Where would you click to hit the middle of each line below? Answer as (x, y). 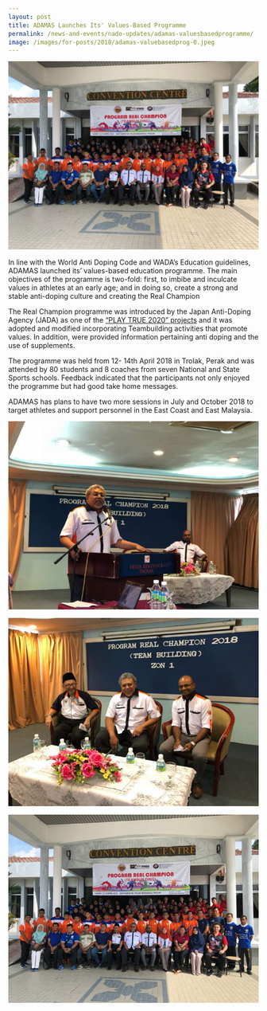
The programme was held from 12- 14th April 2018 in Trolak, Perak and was (132, 361)
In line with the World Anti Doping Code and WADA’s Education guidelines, (130, 262)
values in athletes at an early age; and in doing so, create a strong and (123, 288)
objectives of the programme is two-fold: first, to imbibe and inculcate (123, 280)
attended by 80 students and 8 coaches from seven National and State (124, 370)
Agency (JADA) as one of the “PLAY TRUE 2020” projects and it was (120, 320)
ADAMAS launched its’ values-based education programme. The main (123, 271)
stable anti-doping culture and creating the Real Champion (104, 296)
